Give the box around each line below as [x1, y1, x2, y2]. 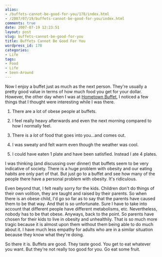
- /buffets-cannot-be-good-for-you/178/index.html [5, 12, 110, 16]
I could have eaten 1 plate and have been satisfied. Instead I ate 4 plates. [12, 151, 158, 157]
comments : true [5, 20, 36, 26]
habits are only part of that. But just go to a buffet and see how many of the [5, 171, 155, 177]
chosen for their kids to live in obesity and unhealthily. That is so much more [5, 216, 158, 222]
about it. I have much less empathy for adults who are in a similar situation [5, 226, 153, 232]
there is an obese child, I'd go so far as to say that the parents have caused [5, 195, 155, 201]
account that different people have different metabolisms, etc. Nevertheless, [5, 206, 158, 211]
